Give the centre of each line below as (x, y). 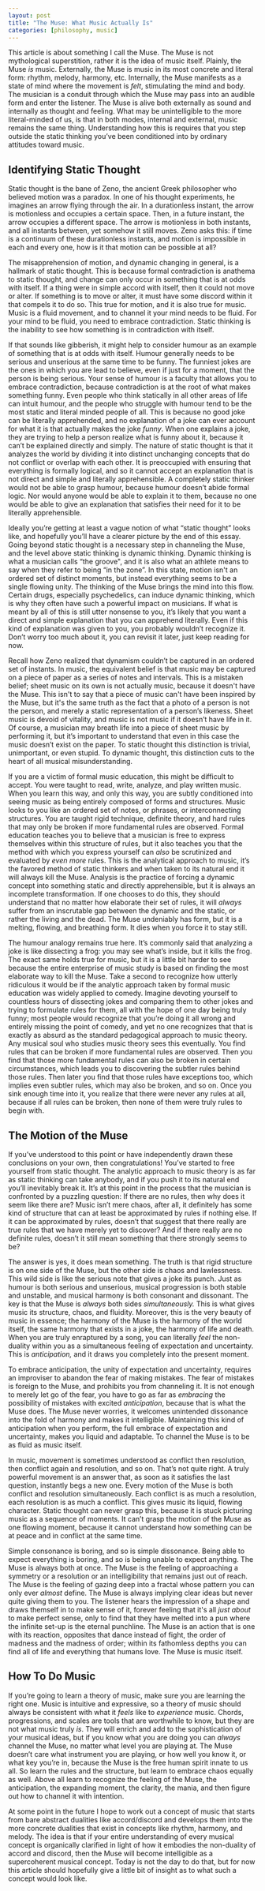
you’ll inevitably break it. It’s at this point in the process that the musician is (130, 1188)
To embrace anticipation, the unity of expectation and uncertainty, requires (130, 1369)
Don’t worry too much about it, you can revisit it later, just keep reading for (129, 637)
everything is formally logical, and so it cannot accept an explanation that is (131, 471)
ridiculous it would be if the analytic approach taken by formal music (119, 985)
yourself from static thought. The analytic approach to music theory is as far (132, 1171)
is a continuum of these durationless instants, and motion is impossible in (127, 239)
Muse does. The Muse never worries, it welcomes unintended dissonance (128, 1411)
